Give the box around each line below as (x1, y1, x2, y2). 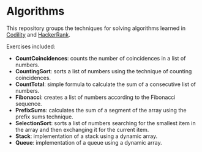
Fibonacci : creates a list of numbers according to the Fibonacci (15, 93, 176, 101)
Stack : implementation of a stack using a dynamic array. (15, 132, 158, 140)
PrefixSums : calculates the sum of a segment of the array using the (15, 106, 187, 114)
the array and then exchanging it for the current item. (15, 126, 149, 133)
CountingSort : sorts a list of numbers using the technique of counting (15, 67, 192, 74)
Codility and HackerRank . (6, 31, 70, 38)
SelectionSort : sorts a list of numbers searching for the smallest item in (15, 119, 196, 126)
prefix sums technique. (15, 113, 73, 120)
